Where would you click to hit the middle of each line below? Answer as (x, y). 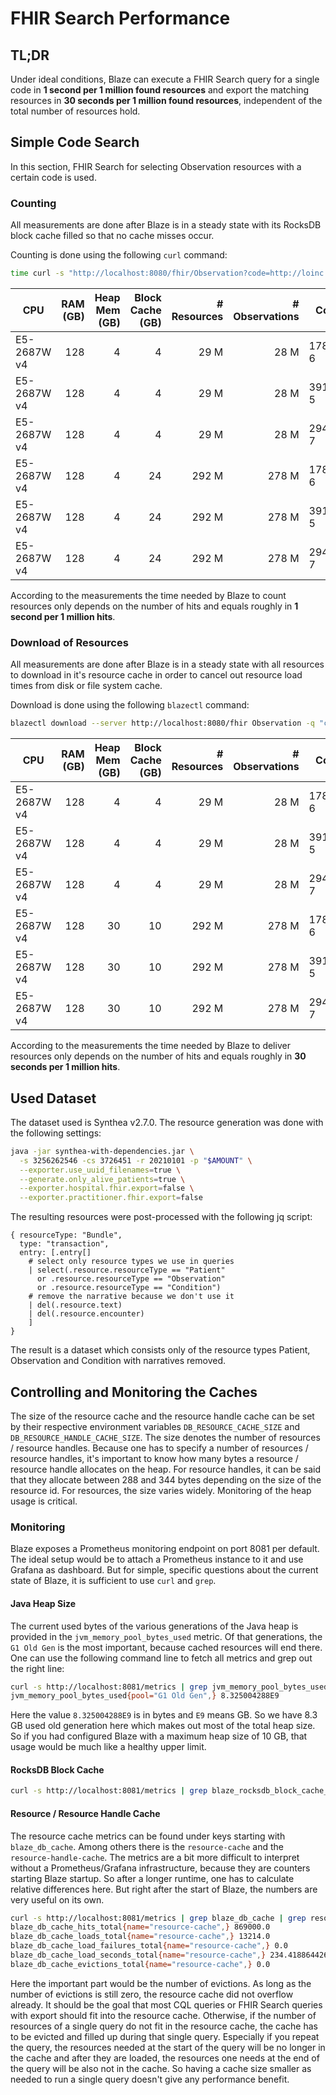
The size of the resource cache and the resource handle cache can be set (162, 1416)
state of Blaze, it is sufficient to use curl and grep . (113, 1581)
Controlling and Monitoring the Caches (134, 1392)
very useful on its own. (57, 1899)
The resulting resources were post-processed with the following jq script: (161, 1217)
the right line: (37, 1668)
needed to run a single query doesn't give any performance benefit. (150, 2079)
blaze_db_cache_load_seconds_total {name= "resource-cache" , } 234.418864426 (169, 1955)
